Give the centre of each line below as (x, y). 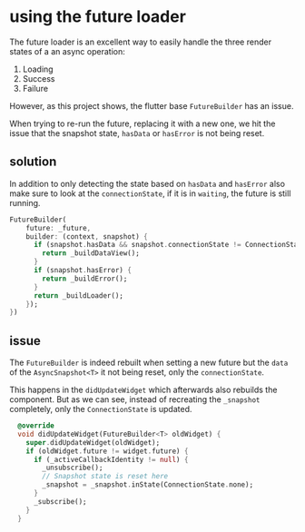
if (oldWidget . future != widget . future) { (107, 451)
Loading (38, 69)
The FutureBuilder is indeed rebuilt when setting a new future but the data (149, 363)
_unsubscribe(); (73, 468)
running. (25, 202)
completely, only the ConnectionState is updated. (101, 409)
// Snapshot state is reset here (105, 477)
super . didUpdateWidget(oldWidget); (93, 442)
